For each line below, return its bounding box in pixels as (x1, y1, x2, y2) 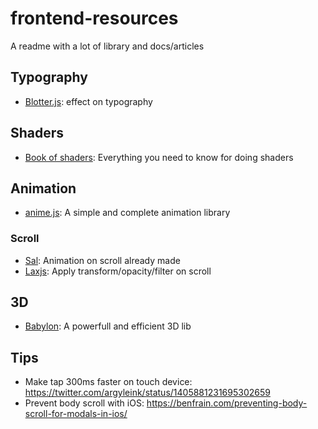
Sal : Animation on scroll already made (24, 254, 181, 266)
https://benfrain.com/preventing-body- (146, 397, 308, 409)
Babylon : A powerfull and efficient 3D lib (24, 320, 192, 332)
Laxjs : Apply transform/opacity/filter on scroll (24, 265, 212, 277)
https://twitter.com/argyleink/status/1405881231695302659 (24, 387, 271, 399)
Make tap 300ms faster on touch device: (24, 376, 193, 388)
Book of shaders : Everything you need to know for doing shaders (24, 151, 294, 163)
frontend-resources (10, 7, 179, 30)
